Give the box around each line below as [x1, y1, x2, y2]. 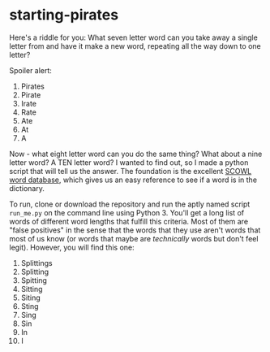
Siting [20, 293, 41, 302]
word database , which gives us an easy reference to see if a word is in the [9, 175, 258, 185]
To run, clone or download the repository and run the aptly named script [9, 199, 251, 209]
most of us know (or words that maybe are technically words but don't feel [9, 233, 259, 243]
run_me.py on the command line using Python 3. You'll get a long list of [9, 207, 245, 217]
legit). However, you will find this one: [9, 242, 135, 252]
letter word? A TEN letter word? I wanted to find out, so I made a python [9, 157, 249, 167]
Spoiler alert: [9, 65, 52, 75]
